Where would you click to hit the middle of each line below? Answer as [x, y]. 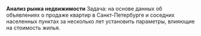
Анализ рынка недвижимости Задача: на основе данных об [84, 9]
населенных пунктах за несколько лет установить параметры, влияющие [100, 21]
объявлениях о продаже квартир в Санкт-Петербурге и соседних [91, 15]
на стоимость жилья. [33, 28]
